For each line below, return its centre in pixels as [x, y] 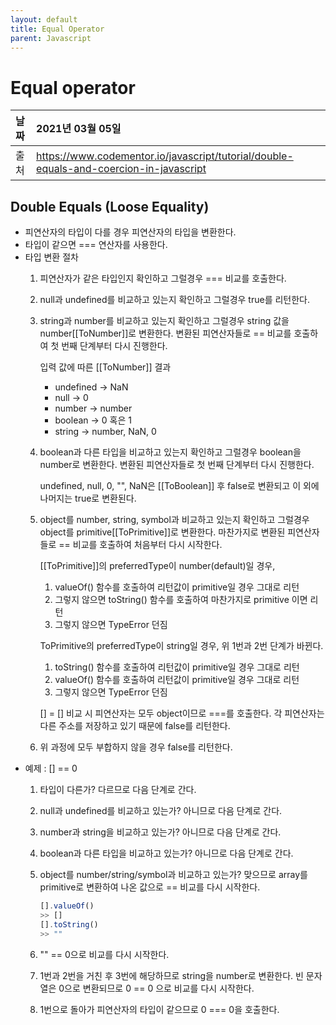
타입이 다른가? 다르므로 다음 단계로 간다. [118, 790]
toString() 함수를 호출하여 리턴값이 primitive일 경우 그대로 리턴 [177, 667]
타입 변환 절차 [51, 257]
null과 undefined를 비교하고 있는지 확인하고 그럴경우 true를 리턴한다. [175, 300]
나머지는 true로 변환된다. [88, 498]
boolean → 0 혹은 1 [93, 420]
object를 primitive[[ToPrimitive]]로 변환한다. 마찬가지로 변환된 [162, 532]
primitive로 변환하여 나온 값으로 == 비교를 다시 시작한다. [150, 887]
